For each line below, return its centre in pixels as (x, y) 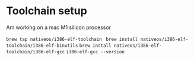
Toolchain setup (47, 11)
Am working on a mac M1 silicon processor (59, 27)
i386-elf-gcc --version (95, 52)
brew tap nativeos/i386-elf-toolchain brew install (72, 39)
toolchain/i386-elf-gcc (36, 52)
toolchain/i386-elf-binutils (42, 46)
